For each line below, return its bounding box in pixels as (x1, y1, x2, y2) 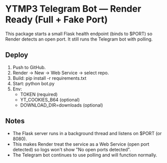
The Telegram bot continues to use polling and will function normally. (12, 152, 157, 158)
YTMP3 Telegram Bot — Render (5, 3, 142, 15)
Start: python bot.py (12, 80, 55, 86)
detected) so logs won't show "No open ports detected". (12, 146, 131, 152)
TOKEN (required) (20, 91, 58, 97)
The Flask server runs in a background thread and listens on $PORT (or (12, 130, 162, 136)
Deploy (5, 51, 28, 59)
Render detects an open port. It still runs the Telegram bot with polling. (5, 36, 153, 42)
